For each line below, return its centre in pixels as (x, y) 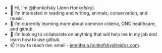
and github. (22, 29)
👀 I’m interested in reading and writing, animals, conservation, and (79, 13)
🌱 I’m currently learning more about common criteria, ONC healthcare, (83, 23)
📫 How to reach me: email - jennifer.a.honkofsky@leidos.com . (75, 45)
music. (17, 18)
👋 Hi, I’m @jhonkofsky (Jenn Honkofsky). (52, 8)
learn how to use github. (35, 39)
